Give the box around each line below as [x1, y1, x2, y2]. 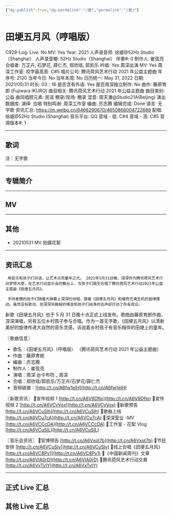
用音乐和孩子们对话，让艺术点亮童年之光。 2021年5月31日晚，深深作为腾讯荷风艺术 [7, 275, 160, 281]
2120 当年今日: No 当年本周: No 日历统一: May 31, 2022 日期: [16, 75, 145, 81]
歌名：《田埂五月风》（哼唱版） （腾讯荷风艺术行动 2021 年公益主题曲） [12, 346, 162, 352]
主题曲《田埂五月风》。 [5, 286, 46, 292]
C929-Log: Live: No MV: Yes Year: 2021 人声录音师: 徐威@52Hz [5, 49, 140, 55]
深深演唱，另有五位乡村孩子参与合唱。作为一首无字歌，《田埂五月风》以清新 [5, 318, 165, 324]
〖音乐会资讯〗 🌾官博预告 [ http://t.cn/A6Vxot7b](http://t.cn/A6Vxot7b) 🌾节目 [5, 437, 166, 443]
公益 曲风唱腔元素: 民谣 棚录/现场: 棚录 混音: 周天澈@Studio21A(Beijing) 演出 [5, 94, 166, 100]
